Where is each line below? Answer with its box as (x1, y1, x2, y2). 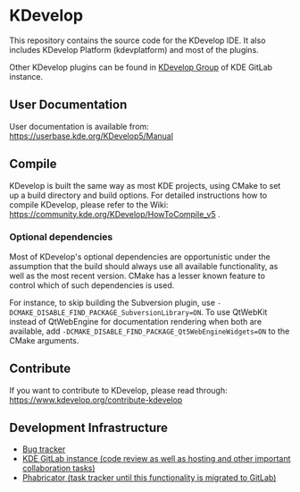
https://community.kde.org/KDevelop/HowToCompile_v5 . (9, 208, 221, 219)
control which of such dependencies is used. (9, 279, 175, 291)
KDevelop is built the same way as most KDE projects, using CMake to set (9, 180, 281, 191)
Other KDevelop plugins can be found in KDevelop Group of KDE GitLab (9, 62, 273, 72)
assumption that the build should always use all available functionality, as (9, 260, 279, 271)
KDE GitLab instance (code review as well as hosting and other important (21, 454, 291, 464)
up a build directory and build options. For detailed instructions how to (9, 190, 268, 200)
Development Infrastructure (9, 420, 168, 436)
